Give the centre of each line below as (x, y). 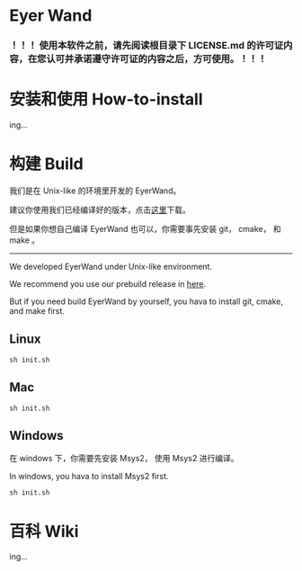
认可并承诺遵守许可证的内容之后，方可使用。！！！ (157, 59)
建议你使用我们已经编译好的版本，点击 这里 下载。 (100, 210)
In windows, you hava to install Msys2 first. (89, 477)
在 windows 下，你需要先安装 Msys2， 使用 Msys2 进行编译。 (124, 459)
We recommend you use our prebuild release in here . (108, 283)
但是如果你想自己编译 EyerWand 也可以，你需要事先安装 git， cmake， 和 (145, 228)
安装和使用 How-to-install (107, 99)
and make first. (37, 310)
